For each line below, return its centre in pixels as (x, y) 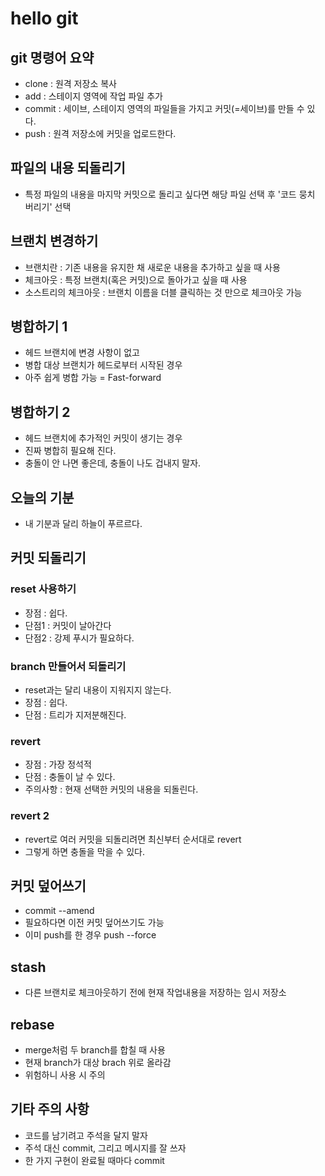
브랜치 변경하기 (54, 241)
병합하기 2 (40, 412)
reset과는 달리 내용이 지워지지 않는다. (98, 690)
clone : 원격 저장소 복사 (70, 83)
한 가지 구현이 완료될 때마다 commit (94, 1160)
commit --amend (59, 911)
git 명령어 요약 (52, 57)
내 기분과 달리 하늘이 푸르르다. (83, 524)
